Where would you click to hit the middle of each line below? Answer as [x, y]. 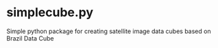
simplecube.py [50, 13]
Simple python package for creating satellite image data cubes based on [109, 31]
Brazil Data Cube [30, 38]
